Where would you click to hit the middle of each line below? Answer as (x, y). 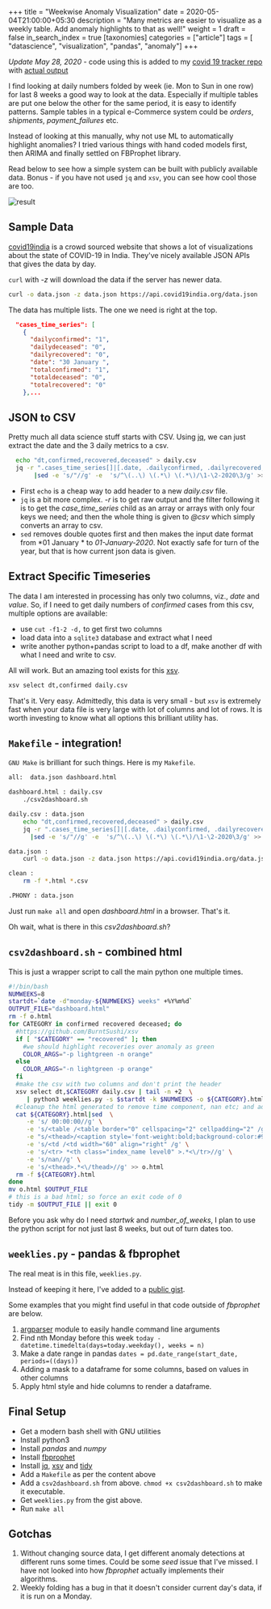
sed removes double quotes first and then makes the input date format (137, 534)
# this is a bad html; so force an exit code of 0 (95, 1197)
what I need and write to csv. (68, 654)
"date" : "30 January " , (70, 362)
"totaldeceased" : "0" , (68, 377)
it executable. (42, 1491)
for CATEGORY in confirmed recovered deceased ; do (95, 1024)
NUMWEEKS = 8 (27, 994)
